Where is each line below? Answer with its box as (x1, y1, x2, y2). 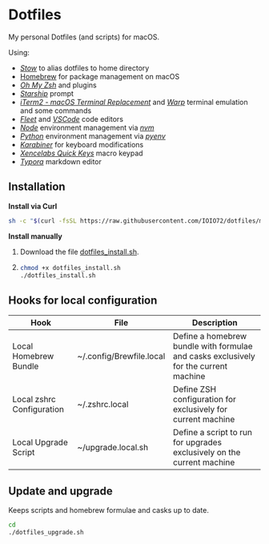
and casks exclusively (173, 351, 255, 362)
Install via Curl (8, 201, 58, 211)
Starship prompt (19, 88, 74, 98)
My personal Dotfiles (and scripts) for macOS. (8, 32, 160, 42)
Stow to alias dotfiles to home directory (19, 62, 150, 73)
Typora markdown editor (19, 156, 102, 166)
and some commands (19, 106, 92, 115)
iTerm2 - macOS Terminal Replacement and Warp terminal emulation (19, 97, 248, 107)
